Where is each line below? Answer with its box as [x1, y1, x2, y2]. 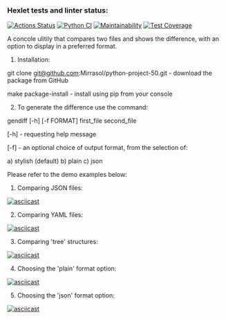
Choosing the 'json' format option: [17, 291, 115, 300]
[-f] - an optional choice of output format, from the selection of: [7, 144, 188, 152]
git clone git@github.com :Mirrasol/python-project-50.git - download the [7, 69, 213, 78]
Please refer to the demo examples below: [7, 171, 128, 179]
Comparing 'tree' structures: [17, 238, 98, 246]
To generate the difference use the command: [17, 103, 149, 112]
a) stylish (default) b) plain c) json [7, 157, 103, 165]
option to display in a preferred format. [7, 42, 117, 51]
